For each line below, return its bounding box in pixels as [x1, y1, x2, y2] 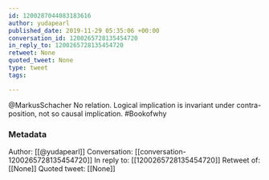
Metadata [8, 129, 47, 140]
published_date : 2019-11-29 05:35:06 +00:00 [8, 26, 160, 34]
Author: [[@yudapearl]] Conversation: [8, 146, 134, 156]
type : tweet [8, 64, 48, 72]
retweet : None [8, 49, 56, 57]
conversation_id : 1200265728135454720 [8, 34, 138, 42]
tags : [8, 71, 26, 79]
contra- [236, 100, 262, 110]
